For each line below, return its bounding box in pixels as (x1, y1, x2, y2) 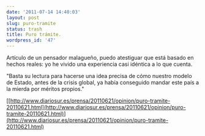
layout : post (6, 15, 40, 21)
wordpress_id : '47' (6, 37, 56, 43)
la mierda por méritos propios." (6, 85, 84, 92)
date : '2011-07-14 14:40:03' (6, 9, 81, 15)
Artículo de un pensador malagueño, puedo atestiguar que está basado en (6, 54, 194, 61)
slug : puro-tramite (6, 20, 56, 26)
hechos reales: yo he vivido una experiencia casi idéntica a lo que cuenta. (6, 60, 193, 68)
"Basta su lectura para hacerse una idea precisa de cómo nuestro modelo (6, 73, 192, 79)
